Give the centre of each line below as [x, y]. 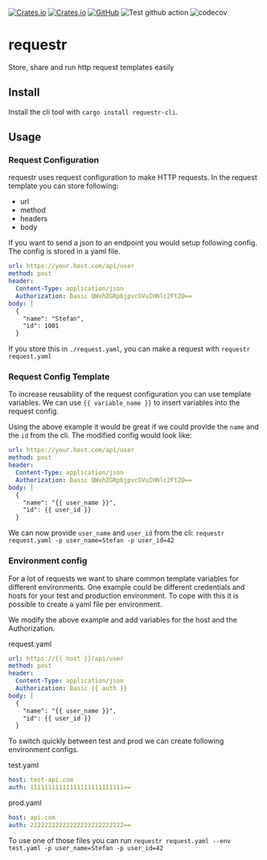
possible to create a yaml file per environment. [85, 604]
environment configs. [43, 750]
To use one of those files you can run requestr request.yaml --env [119, 840]
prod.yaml [25, 803]
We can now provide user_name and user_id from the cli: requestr [117, 533]
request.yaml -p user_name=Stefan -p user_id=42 [91, 541]
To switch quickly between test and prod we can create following [116, 741]
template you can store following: [64, 186]
